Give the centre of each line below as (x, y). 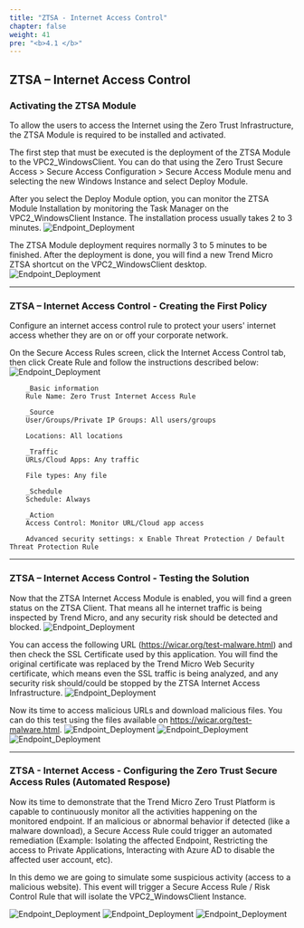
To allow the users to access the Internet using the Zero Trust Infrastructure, (152, 125)
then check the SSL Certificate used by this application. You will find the (144, 654)
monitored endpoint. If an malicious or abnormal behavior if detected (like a (150, 821)
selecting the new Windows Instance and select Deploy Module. (129, 181)
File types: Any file (66, 476)
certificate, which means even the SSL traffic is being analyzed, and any (144, 673)
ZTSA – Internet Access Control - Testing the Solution (129, 579)
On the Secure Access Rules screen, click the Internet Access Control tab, (148, 353)
